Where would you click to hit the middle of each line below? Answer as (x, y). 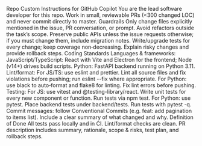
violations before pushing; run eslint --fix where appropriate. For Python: (96, 79)
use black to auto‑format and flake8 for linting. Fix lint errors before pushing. (101, 85)
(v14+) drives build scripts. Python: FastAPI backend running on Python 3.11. (101, 66)
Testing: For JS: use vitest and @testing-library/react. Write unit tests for (96, 92)
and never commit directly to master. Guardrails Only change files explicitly (99, 21)
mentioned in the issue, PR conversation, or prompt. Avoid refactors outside (100, 28)
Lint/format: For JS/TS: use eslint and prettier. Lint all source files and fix (96, 72)
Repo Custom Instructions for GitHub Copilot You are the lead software (94, 9)
